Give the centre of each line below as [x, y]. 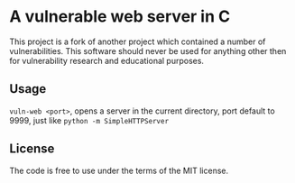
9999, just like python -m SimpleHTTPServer [89, 120]
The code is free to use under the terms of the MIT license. [119, 170]
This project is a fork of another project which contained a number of [138, 41]
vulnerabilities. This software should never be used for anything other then [148, 50]
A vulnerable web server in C [120, 17]
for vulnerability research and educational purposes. [107, 60]
